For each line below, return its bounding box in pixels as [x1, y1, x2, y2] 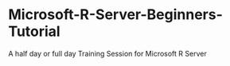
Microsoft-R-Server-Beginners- [8, 6, 223, 24]
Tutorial [8, 22, 61, 41]
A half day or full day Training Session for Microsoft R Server [8, 49, 207, 58]
